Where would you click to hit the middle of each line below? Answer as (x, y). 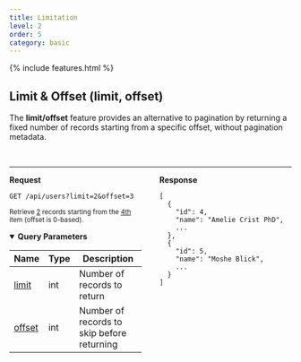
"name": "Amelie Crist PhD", (229, 220)
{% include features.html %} (62, 68)
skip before (103, 333)
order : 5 (26, 34)
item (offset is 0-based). (47, 220)
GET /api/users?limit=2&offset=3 (72, 197)
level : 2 (26, 26)
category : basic (39, 43)
